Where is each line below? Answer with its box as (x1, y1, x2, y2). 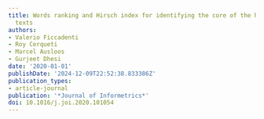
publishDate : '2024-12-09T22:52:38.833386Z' (8, 70, 156, 78)
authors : (8, 26, 37, 34)
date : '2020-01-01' (8, 63, 72, 70)
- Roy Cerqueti (8, 41, 58, 49)
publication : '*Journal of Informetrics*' (8, 92, 149, 99)
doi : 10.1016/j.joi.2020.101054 (8, 99, 114, 106)
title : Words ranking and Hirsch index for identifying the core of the (8, 11, 251, 20)
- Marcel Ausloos (8, 48, 65, 56)
